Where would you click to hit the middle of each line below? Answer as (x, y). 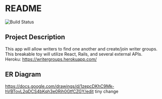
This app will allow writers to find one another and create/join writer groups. (81, 49)
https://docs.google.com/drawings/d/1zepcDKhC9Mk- (60, 86)
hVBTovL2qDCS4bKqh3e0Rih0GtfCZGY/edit (50, 91)
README (23, 8)
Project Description (35, 37)
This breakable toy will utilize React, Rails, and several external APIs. (74, 54)
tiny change (107, 91)
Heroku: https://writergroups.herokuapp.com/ (51, 59)
